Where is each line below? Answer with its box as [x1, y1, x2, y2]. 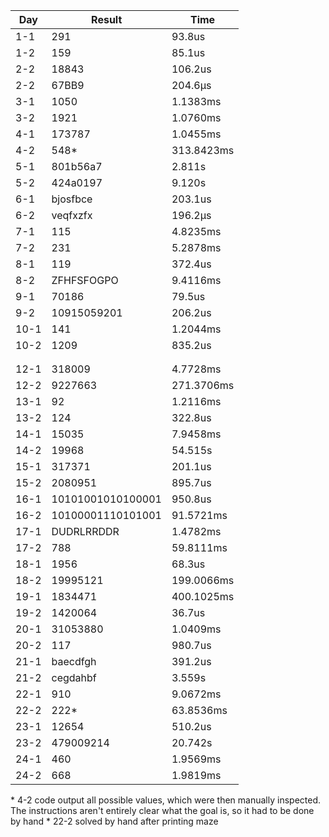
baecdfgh [51, 655, 97, 668]
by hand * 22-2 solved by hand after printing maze [10, 815, 219, 827]
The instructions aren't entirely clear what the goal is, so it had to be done [10, 805, 315, 816]
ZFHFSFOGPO [51, 274, 119, 287]
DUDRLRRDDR [51, 525, 120, 538]
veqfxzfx [51, 209, 93, 222]
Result [91, 13, 123, 26]
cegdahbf [51, 671, 97, 684]
